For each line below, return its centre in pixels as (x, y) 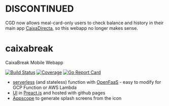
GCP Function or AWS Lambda (45, 87)
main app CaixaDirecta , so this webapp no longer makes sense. (72, 28)
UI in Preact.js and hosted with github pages (59, 93)
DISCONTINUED (40, 9)
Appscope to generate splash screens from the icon (67, 98)
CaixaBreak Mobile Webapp (34, 62)
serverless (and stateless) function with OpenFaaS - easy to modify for (87, 82)
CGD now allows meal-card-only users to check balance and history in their (84, 23)
